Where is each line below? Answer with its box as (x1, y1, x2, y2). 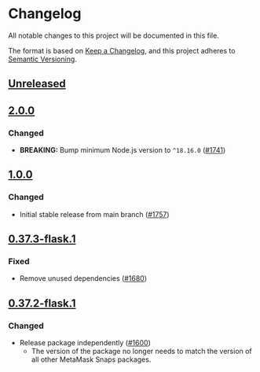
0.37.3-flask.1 (8, 233, 76, 246)
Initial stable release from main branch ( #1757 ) (19, 209, 170, 219)
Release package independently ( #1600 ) (19, 338, 151, 348)
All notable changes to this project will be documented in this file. (8, 31, 220, 40)
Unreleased (8, 77, 67, 90)
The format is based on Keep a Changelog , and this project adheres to (8, 46, 236, 55)
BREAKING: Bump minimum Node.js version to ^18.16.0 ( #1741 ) (19, 145, 226, 155)
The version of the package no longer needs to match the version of (31, 347, 253, 356)
